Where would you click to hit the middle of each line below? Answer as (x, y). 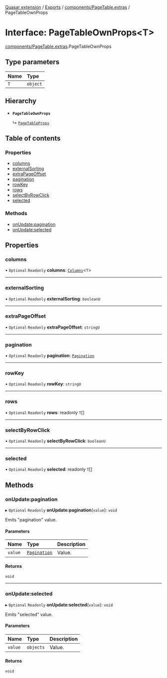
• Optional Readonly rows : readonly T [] (45, 412)
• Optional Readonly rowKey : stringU (43, 384)
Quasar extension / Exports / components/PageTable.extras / (68, 7)
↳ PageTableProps (31, 123)
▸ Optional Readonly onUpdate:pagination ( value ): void (61, 510)
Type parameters (32, 62)
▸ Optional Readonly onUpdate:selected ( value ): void (59, 605)
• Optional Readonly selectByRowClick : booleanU (55, 441)
